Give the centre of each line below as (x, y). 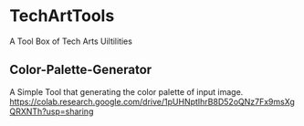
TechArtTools (62, 16)
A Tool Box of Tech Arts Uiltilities (71, 41)
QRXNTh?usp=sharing (52, 111)
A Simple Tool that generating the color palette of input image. (126, 91)
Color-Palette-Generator (81, 70)
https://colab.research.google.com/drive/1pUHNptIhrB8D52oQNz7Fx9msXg (152, 101)
